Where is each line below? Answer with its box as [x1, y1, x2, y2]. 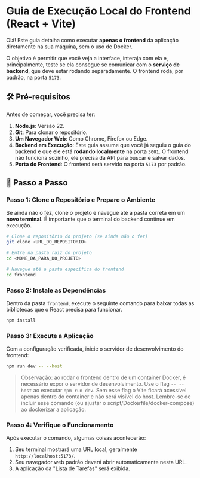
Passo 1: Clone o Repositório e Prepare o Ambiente [6, 196, 156, 204]
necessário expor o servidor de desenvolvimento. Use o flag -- [20, 380, 177, 388]
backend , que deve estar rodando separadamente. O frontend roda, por [6, 67, 184, 74]
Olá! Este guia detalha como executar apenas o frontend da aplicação [6, 36, 179, 44]
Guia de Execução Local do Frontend [6, 4, 191, 18]
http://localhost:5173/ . [14, 452, 76, 459]
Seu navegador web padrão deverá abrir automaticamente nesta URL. [14, 459, 187, 466]
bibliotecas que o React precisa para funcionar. [6, 306, 122, 313]
